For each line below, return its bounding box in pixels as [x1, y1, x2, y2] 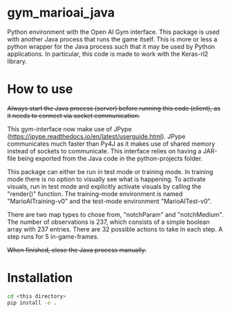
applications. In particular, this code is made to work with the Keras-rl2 [7, 50, 209, 58]
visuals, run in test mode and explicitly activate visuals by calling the [7, 182, 202, 191]
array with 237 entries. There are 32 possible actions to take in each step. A [7, 225, 223, 233]
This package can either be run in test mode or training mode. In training [7, 167, 213, 176]
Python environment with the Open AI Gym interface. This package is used [7, 28, 220, 36]
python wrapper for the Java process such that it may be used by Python [7, 42, 215, 50]
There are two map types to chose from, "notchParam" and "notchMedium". [7, 210, 224, 218]
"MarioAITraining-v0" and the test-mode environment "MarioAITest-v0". [7, 197, 212, 205]
